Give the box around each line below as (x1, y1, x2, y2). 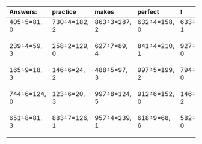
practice (52, 8, 76, 16)
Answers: (9, 8, 37, 16)
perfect (137, 8, 159, 16)
